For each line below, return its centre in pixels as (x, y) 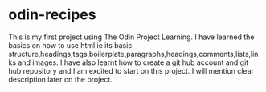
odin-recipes (52, 15)
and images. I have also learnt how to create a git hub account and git (133, 62)
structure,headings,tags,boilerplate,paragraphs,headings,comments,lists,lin (133, 54)
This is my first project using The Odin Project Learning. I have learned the (131, 37)
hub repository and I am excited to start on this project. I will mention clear (131, 70)
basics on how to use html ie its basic (70, 45)
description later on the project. (60, 79)
